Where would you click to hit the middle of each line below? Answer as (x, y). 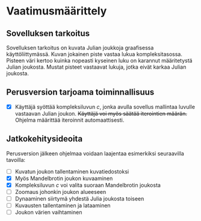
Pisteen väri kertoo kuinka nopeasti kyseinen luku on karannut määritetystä (99, 61)
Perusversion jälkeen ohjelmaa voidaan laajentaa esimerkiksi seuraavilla (95, 153)
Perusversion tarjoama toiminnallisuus (80, 92)
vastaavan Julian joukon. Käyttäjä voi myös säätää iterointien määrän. (101, 113)
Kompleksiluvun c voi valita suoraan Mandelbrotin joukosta (88, 185)
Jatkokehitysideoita (45, 139)
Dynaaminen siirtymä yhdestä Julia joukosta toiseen (79, 198)
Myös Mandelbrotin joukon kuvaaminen (64, 178)
